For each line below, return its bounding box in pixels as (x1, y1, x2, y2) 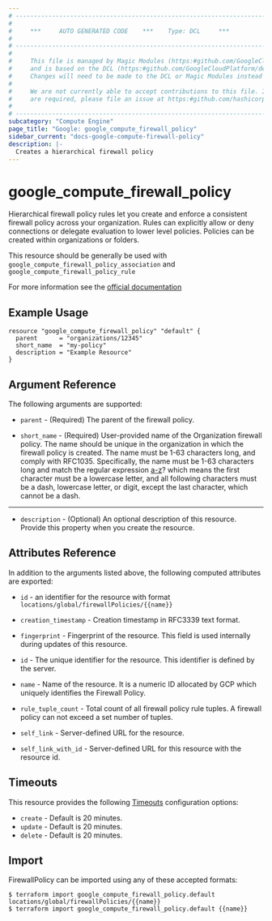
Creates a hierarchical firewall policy (15, 148, 154, 156)
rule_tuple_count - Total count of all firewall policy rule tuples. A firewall (19, 703, 261, 713)
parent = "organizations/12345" (15, 334, 143, 343)
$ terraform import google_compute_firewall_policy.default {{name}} (8, 905, 249, 913)
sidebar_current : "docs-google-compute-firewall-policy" (8, 132, 205, 140)
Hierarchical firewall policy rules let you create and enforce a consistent (8, 209, 248, 219)
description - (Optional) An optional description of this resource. (19, 514, 237, 524)
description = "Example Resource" (15, 349, 132, 357)
